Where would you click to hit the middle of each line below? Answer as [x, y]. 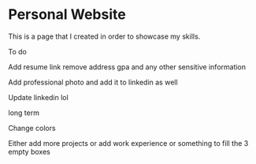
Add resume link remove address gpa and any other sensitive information [127, 67]
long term [24, 113]
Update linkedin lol [38, 97]
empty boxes [30, 151]
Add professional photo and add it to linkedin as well [93, 82]
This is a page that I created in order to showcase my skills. [104, 36]
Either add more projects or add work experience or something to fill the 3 [128, 143]
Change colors [32, 128]
